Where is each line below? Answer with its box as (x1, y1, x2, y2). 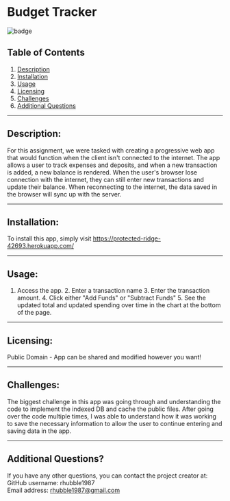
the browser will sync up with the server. (7, 190, 122, 198)
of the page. (16, 309, 52, 317)
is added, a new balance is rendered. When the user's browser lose (7, 168, 197, 176)
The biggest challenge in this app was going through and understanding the (7, 397, 221, 405)
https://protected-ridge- (92, 234, 161, 243)
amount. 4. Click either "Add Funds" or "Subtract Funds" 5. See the (16, 293, 207, 302)
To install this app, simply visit (7, 234, 92, 243)
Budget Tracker (7, 4, 97, 20)
